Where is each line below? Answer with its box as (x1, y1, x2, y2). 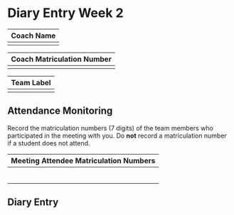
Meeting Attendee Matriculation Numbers (11, 155, 156, 165)
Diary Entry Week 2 (7, 5, 124, 21)
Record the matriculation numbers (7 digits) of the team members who (7, 123, 213, 132)
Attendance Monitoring (7, 105, 113, 117)
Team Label (11, 77, 51, 87)
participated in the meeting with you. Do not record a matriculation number (7, 131, 228, 140)
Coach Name (11, 31, 56, 40)
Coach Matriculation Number (11, 54, 112, 64)
